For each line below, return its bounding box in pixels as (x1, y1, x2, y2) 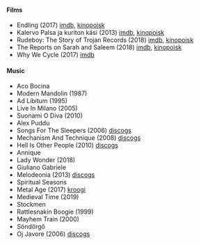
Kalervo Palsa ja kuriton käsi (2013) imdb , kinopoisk (16, 29, 165, 37)
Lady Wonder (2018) (16, 156, 76, 164)
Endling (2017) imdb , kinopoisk (16, 21, 105, 29)
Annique (16, 148, 41, 157)
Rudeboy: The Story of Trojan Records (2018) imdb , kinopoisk (16, 35, 194, 45)
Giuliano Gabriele (16, 164, 67, 172)
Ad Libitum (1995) (16, 97, 67, 105)
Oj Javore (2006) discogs (16, 230, 90, 238)
